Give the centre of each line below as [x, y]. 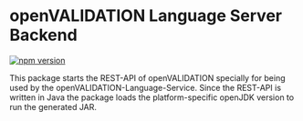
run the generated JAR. [53, 106]
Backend [43, 35]
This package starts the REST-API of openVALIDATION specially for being [147, 77]
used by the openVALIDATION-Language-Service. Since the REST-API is [145, 87]
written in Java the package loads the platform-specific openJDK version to [152, 97]
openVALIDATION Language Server [146, 16]
